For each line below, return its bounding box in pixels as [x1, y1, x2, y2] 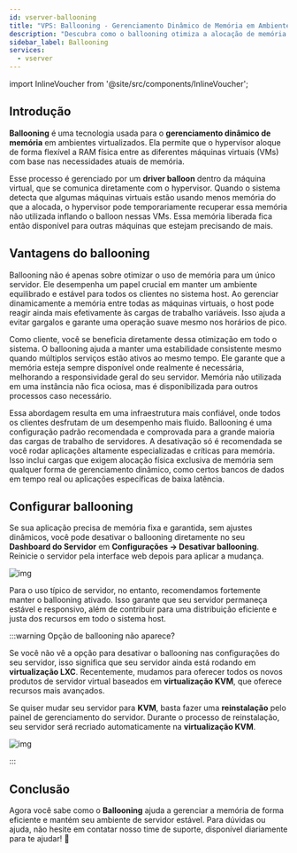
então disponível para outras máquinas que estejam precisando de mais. [9, 220, 274, 231]
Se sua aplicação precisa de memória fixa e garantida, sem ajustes [9, 522, 253, 533]
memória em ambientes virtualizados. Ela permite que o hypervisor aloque [9, 137, 281, 147]
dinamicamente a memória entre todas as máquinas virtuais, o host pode [9, 298, 275, 309]
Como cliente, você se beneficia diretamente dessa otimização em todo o [9, 333, 278, 344]
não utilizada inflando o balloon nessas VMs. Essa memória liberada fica [9, 210, 272, 222]
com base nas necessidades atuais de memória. [9, 156, 186, 167]
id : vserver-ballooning [9, 12, 97, 22]
